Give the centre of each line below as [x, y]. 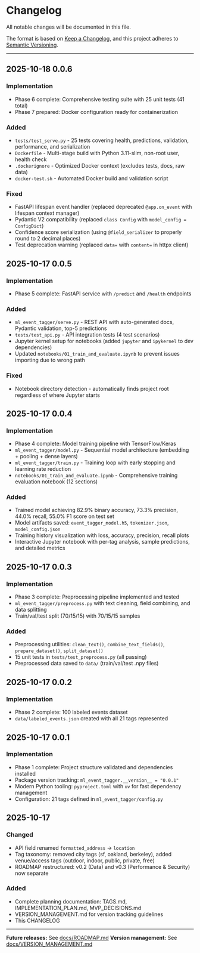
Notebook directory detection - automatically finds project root [92, 388]
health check [31, 159]
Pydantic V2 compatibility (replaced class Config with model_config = [101, 220]
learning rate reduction [43, 469]
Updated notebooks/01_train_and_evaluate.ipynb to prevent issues [97, 354]
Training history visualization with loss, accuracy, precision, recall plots [102, 535]
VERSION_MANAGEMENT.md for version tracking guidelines [89, 914]
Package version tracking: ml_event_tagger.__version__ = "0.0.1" [97, 780]
